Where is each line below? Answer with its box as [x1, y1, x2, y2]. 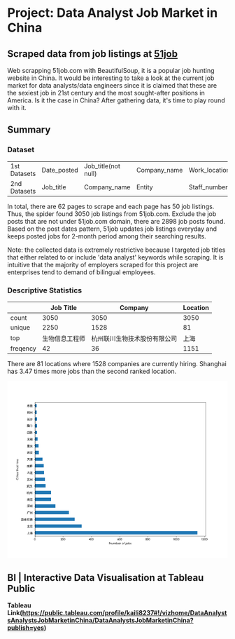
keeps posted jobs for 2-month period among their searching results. [7, 232, 206, 241]
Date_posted [41, 166, 78, 174]
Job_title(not [83, 162, 120, 170]
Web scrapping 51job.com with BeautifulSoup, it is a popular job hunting [7, 67, 215, 74]
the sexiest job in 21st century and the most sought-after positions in [7, 89, 205, 97]
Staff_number [188, 183, 229, 191]
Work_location [188, 166, 231, 174]
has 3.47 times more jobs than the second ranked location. [7, 367, 177, 376]
